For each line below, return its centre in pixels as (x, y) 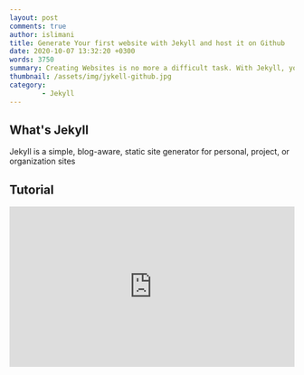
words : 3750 (32, 60)
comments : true (38, 26)
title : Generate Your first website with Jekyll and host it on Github (147, 43)
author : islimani (42, 34)
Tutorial (32, 189)
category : (28, 85)
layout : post (34, 18)
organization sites (43, 161)
